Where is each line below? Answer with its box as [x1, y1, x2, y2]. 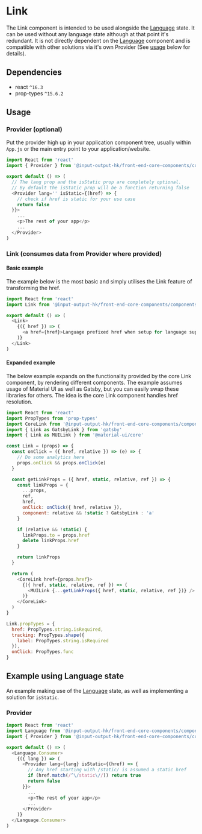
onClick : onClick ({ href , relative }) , [22, 505, 122, 511]
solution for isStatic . [6, 693, 59, 701]
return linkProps [17, 554, 61, 560]
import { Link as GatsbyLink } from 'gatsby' [6, 426, 122, 432]
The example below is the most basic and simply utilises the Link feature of [6, 277, 192, 285]
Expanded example [6, 359, 55, 366]
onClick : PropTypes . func [11, 649, 74, 655]
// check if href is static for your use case [17, 196, 136, 202]
